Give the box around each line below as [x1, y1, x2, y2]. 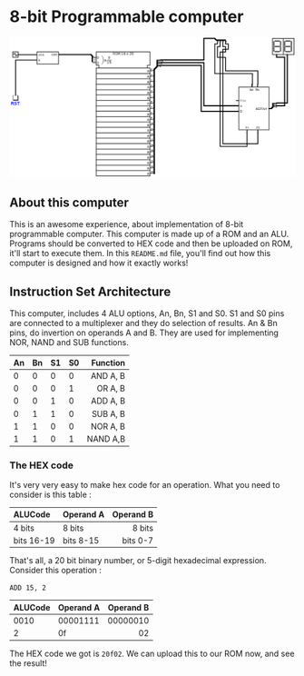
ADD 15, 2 [9, 583, 47, 592]
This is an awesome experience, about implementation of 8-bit [9, 219, 244, 230]
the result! [9, 657, 48, 669]
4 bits [13, 522, 34, 533]
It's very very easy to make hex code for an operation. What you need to [9, 479, 280, 490]
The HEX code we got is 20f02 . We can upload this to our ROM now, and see [9, 648, 295, 659]
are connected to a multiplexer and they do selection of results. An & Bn [9, 318, 279, 329]
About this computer [9, 194, 130, 210]
